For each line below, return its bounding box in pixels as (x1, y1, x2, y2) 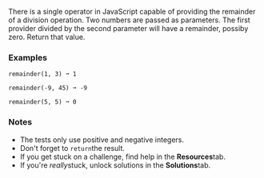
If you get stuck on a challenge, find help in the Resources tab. (19, 152, 226, 161)
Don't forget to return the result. (19, 143, 126, 152)
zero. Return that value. (8, 32, 86, 42)
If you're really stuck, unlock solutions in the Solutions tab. (19, 160, 210, 170)
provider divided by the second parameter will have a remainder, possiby (8, 24, 249, 33)
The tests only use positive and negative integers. (19, 135, 184, 144)
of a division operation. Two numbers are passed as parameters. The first (8, 15, 250, 25)
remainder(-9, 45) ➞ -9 (8, 84, 88, 93)
